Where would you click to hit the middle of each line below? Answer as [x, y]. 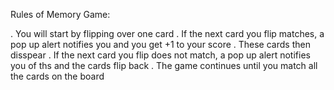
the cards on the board [57, 76]
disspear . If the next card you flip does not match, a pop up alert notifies [160, 55]
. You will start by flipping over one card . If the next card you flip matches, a [167, 33]
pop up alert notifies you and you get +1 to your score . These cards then [160, 44]
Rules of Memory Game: [60, 14]
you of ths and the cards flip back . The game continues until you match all [164, 65]
